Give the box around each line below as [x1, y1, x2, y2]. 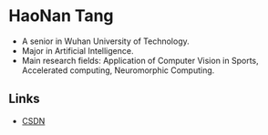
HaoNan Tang [8, 5, 115, 26]
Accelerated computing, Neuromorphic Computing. [21, 65, 215, 76]
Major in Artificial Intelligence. [21, 45, 134, 56]
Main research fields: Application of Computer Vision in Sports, [21, 55, 259, 66]
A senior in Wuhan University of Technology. [21, 36, 190, 47]
